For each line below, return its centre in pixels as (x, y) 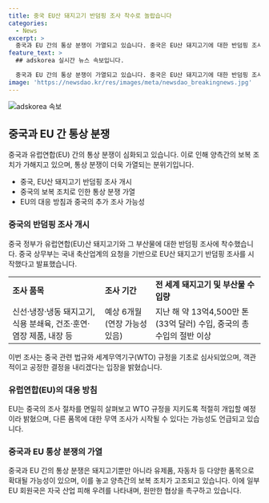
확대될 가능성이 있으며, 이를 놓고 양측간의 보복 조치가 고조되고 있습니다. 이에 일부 (134, 481)
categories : (28, 23)
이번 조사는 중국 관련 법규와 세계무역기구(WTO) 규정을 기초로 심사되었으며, (125, 357)
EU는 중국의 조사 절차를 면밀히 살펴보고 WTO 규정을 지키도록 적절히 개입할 (125, 409)
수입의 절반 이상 (183, 335)
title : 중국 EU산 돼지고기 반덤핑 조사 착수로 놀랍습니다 (90, 16)
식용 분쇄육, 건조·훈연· (51, 323)
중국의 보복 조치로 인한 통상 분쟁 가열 (78, 192)
